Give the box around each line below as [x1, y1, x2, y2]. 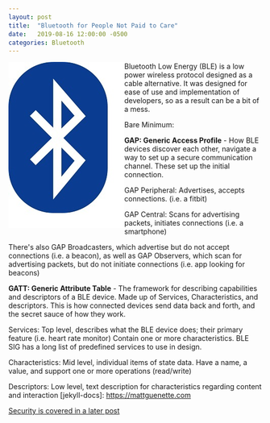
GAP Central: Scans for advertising [124, 209, 240, 219]
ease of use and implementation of [124, 87, 240, 97]
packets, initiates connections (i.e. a [124, 218, 244, 228]
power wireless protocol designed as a [124, 70, 253, 80]
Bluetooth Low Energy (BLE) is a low [124, 61, 244, 72]
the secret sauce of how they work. [8, 309, 127, 319]
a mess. [124, 105, 151, 114]
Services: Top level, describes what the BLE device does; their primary [8, 325, 243, 334]
